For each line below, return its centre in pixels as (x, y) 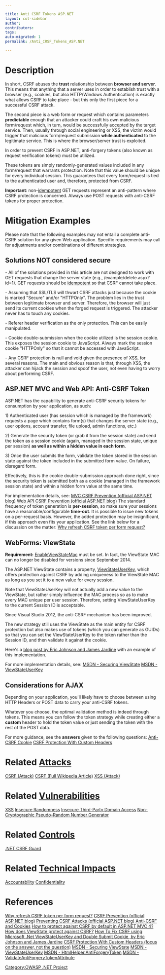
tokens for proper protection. (34, 201)
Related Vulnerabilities (52, 796)
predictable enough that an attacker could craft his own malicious (72, 119)
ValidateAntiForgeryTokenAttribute (40, 957)
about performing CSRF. (30, 374)
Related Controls (40, 835)
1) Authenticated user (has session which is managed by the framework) (78, 415)
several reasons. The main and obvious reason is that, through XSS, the (78, 363)
